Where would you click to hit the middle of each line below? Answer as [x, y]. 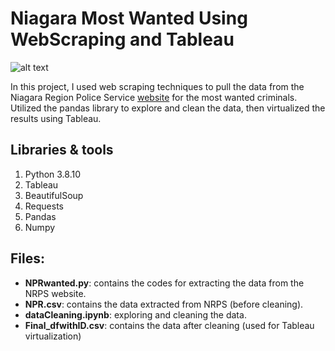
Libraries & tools [62, 150]
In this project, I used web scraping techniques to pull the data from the [157, 86]
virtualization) [53, 336]
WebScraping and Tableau [122, 39]
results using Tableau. [56, 118]
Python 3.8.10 [53, 174]
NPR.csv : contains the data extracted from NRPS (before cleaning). [164, 304]
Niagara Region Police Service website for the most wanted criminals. [154, 97]
